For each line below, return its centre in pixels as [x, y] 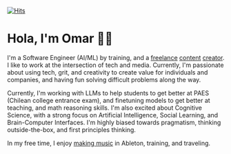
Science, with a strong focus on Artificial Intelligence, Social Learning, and [113, 115]
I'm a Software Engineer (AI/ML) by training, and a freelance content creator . [116, 57]
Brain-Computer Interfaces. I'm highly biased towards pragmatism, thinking [114, 122]
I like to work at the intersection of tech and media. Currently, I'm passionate [115, 65]
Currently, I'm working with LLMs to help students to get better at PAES [108, 93]
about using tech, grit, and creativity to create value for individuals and [108, 72]
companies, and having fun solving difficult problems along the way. [104, 79]
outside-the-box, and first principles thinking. [72, 129]
